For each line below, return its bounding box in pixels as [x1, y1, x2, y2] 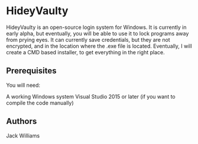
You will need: [6, 81, 40, 89]
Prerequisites [6, 66, 57, 76]
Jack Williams [6, 132, 40, 139]
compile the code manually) [6, 99, 74, 106]
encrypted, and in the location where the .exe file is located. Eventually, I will [6, 42, 192, 50]
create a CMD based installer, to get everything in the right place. [6, 48, 165, 55]
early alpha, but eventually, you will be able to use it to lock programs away [6, 30, 189, 37]
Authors [6, 116, 37, 126]
